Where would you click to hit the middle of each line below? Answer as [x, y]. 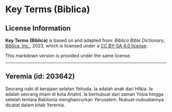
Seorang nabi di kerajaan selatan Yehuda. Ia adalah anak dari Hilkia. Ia [79, 89]
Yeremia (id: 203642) [40, 77]
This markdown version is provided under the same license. [68, 55]
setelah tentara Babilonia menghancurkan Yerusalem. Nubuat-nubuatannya [84, 99]
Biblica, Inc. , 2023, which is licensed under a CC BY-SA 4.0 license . [77, 46]
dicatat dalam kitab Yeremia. [35, 105]
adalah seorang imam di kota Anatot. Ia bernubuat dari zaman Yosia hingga [84, 94]
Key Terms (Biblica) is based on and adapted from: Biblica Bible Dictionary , [85, 40]
